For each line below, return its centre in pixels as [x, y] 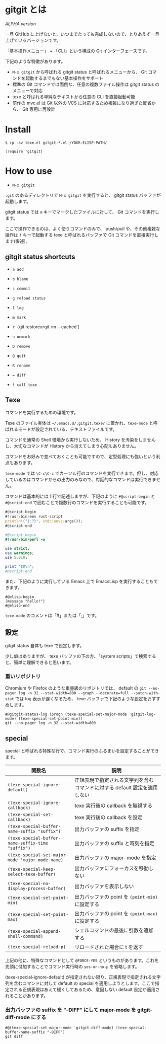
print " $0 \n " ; [20, 567]
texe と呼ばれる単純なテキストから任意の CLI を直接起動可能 [74, 96]
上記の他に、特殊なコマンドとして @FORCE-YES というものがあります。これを [82, 960]
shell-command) [25, 936]
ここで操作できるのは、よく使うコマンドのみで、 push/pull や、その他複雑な [83, 228]
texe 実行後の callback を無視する [113, 806]
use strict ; [17, 548]
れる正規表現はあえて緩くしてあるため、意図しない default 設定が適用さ [87, 989]
